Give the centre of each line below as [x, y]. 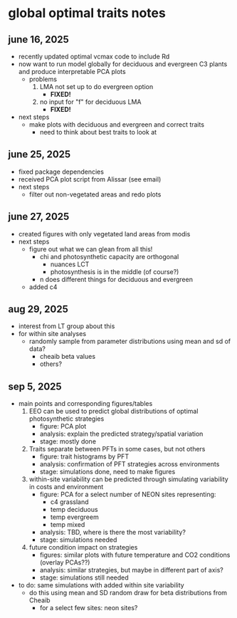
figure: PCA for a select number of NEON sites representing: [128, 494]
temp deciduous [74, 510]
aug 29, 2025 [38, 309]
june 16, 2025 [39, 40]
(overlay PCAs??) [65, 562]
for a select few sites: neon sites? [89, 608]
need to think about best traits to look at [98, 132]
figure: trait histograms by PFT [84, 456]
